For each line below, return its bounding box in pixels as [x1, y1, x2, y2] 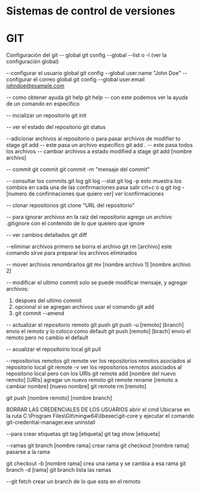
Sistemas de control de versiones [6, 4, 176, 18]
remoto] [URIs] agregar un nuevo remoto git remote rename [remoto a [6, 376, 178, 384]
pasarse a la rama [6, 448, 50, 456]
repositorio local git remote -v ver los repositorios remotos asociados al [6, 364, 182, 371]
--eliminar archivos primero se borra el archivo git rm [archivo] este [6, 243, 172, 250]
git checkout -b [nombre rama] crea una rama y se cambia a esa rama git [6, 460, 186, 467]
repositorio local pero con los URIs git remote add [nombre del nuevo [6, 370, 176, 377]
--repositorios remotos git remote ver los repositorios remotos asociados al [6, 357, 191, 365]
